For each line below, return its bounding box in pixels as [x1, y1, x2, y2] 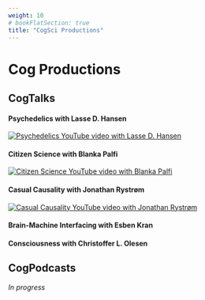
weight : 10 [8, 11, 44, 20]
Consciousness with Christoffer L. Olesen [8, 238, 148, 248]
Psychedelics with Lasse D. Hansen [8, 114, 128, 123]
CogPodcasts [8, 261, 76, 275]
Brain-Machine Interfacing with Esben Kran [8, 220, 154, 230]
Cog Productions [8, 60, 121, 78]
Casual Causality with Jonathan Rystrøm [8, 185, 145, 194]
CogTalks [8, 92, 55, 105]
